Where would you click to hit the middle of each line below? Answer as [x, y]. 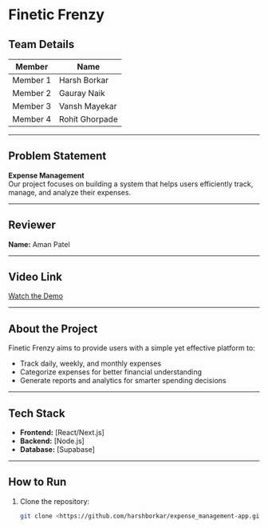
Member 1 [32, 80]
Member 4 [32, 119]
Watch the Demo [36, 296]
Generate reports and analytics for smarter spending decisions [123, 381]
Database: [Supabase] [57, 450]
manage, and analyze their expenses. [70, 192]
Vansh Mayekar [88, 106]
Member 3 [32, 106]
